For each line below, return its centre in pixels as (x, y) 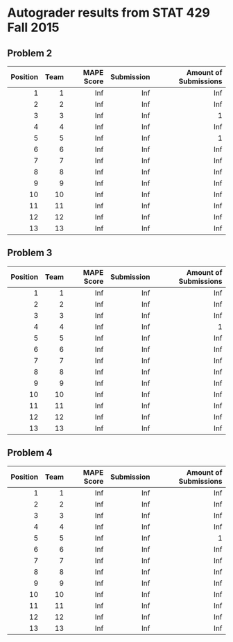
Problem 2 (30, 53)
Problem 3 (30, 253)
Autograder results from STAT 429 (109, 13)
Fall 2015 (34, 27)
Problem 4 (30, 453)
